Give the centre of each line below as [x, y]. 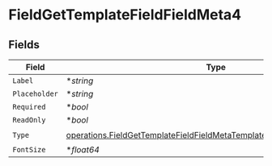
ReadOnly [29, 120]
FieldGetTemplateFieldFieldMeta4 [125, 15]
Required [29, 107]
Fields [24, 45]
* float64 [83, 149]
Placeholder [36, 94]
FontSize [29, 149]
